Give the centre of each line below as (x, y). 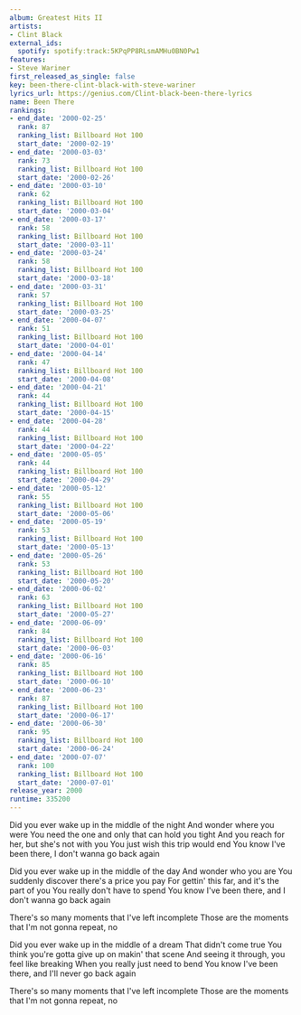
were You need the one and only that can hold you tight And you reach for (147, 834)
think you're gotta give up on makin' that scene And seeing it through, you (147, 954)
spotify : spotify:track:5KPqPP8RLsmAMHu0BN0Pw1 (109, 52)
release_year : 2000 (46, 791)
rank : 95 (34, 732)
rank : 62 (34, 194)
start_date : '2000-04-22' (66, 446)
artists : (26, 26)
